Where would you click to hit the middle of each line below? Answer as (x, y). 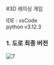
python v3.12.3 (24, 27)
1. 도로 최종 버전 (27, 43)
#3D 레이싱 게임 (24, 9)
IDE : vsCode (22, 20)
